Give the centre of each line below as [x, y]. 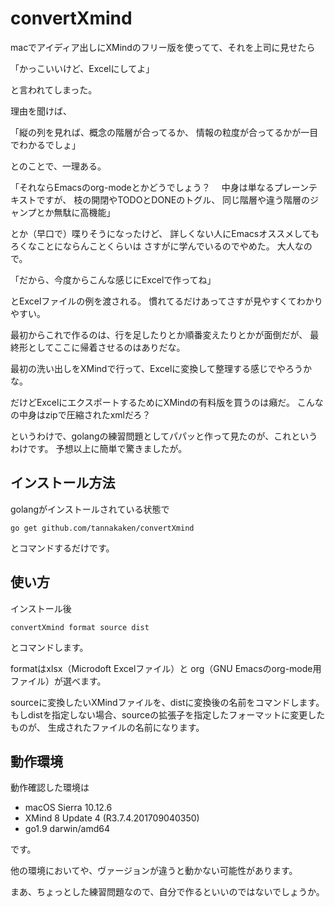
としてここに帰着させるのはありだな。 [106, 347]
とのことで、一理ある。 [58, 166]
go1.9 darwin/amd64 [67, 829]
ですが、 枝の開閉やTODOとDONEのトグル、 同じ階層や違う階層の [173, 199]
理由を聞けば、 [41, 111]
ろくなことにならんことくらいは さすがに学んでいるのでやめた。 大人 [152, 246]
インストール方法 [63, 483]
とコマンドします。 [49, 647]
